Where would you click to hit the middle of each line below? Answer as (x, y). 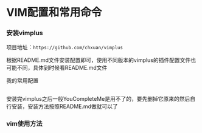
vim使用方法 (24, 124)
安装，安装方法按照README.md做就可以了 (65, 106)
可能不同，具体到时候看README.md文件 (57, 68)
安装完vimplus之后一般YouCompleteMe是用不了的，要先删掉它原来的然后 (98, 99)
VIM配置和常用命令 (54, 12)
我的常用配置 (22, 81)
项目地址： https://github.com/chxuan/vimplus (65, 47)
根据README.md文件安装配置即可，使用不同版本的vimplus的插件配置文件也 (101, 60)
